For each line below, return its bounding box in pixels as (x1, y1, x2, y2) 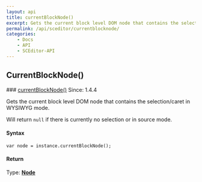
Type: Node (6, 169, 36, 176)
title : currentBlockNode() (6, 14, 74, 20)
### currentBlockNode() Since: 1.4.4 (6, 86, 97, 93)
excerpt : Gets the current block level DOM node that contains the (6, 20, 179, 26)
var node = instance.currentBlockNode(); (6, 142, 112, 149)
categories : (6, 31, 36, 37)
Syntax (6, 130, 25, 137)
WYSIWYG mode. (6, 104, 50, 111)
